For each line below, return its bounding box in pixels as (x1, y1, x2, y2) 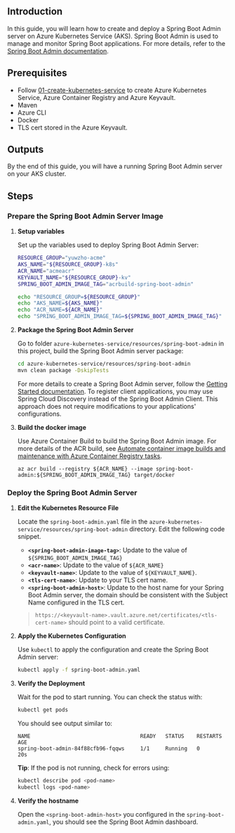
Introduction (7, 6, 63, 18)
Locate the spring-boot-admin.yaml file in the (17, 517, 148, 526)
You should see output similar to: (17, 719, 113, 727)
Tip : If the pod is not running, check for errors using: (17, 763, 170, 772)
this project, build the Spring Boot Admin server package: (17, 347, 184, 355)
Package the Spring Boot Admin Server (17, 326, 134, 333)
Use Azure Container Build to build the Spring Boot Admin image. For (17, 436, 217, 445)
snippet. (17, 533, 41, 541)
